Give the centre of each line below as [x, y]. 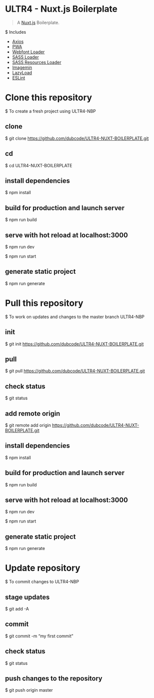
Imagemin [22, 67]
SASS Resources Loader [37, 62]
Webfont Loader [28, 52]
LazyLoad [22, 72]
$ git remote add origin [28, 425]
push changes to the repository [54, 678]
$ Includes [16, 32]
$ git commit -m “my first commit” [39, 636]
